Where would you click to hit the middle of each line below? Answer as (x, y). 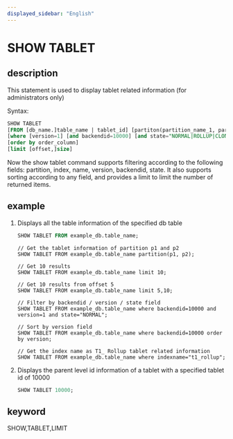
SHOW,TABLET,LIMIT (37, 428)
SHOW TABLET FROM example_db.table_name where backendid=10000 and (116, 309)
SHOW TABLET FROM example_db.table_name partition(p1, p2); (106, 254)
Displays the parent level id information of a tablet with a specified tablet (121, 370)
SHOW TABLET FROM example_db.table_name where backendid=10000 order (120, 333)
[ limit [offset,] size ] (40, 150)
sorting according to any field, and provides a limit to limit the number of (110, 177)
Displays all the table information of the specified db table (100, 223)
